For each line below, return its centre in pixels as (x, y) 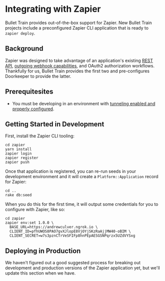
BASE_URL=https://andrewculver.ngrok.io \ (54, 227)
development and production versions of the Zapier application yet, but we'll (82, 268)
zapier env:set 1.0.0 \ (30, 223)
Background (24, 48)
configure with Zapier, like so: (35, 210)
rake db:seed (18, 195)
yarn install (18, 149)
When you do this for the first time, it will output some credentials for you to (82, 204)
